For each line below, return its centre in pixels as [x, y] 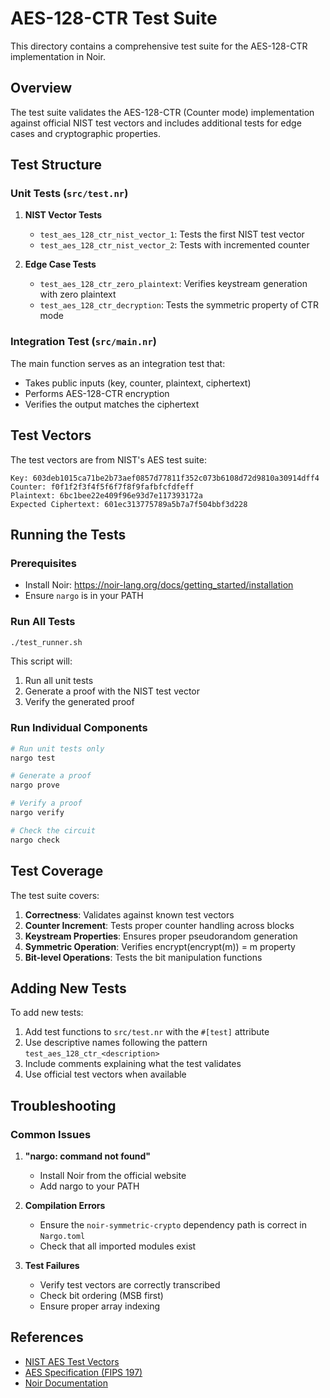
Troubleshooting [63, 1105]
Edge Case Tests [60, 264]
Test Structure [56, 165]
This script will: [41, 661]
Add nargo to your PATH [89, 1186]
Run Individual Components [79, 728]
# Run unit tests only [57, 748]
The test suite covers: [55, 895]
